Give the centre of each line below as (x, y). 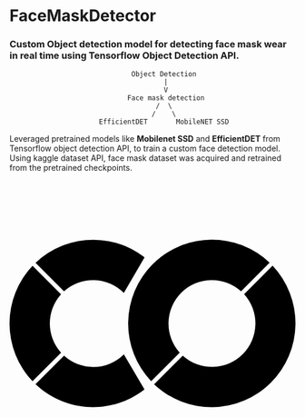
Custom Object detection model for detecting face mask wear (148, 45)
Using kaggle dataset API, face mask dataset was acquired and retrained (146, 158)
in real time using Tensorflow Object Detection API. (124, 55)
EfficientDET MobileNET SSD (164, 122)
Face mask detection (166, 98)
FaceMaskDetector (83, 16)
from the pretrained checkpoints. (71, 168)
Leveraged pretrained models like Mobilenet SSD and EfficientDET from (145, 139)
